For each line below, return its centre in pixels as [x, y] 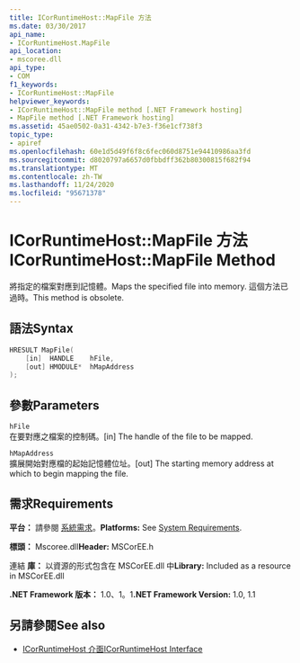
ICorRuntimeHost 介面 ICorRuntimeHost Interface [112, 649]
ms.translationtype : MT [54, 168]
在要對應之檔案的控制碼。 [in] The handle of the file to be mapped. [131, 436]
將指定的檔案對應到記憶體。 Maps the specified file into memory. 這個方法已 [149, 286]
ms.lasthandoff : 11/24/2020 [62, 185]
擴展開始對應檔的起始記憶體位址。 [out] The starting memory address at [141, 463]
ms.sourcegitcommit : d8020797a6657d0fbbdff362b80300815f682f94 [130, 160]
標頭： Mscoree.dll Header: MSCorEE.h [82, 546]
